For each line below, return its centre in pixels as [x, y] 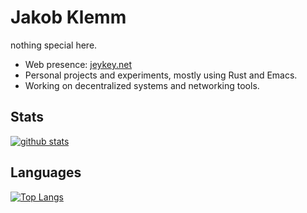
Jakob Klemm [68, 17]
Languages [46, 172]
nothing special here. [54, 45]
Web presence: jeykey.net [78, 64]
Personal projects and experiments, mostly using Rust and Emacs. [161, 75]
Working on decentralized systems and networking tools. [142, 85]
